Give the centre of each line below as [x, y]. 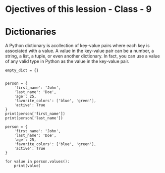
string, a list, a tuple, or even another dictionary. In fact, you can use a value [82, 56]
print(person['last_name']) [34, 118]
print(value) [27, 166]
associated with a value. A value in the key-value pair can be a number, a [80, 51]
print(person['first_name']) [35, 114]
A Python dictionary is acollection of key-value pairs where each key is [78, 46]
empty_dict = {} [22, 70]
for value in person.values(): [37, 162]
